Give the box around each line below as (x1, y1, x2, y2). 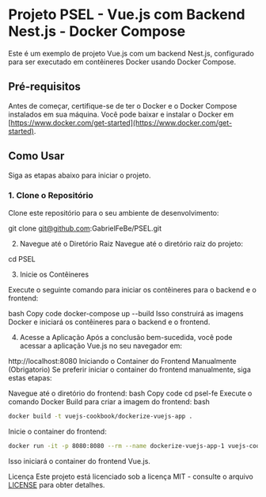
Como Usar (8, 149, 65, 163)
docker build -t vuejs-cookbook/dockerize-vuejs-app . (8, 412, 193, 420)
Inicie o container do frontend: (8, 426, 107, 436)
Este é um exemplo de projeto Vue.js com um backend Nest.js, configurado (8, 48, 255, 58)
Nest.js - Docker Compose (8, 22, 186, 40)
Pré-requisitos (8, 80, 82, 94)
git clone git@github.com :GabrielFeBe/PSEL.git (8, 224, 162, 233)
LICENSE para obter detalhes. (8, 480, 105, 489)
